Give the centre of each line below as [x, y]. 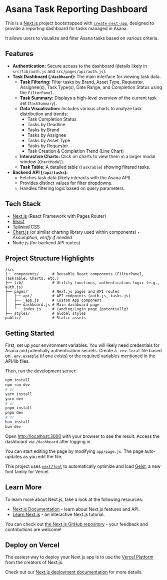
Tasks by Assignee [47, 135]
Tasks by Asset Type [49, 140]
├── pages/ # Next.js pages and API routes [62, 292]
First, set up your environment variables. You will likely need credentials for [82, 345]
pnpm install [19, 408]
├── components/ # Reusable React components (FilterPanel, [74, 274]
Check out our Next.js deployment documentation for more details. [74, 572]
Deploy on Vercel [32, 545]
